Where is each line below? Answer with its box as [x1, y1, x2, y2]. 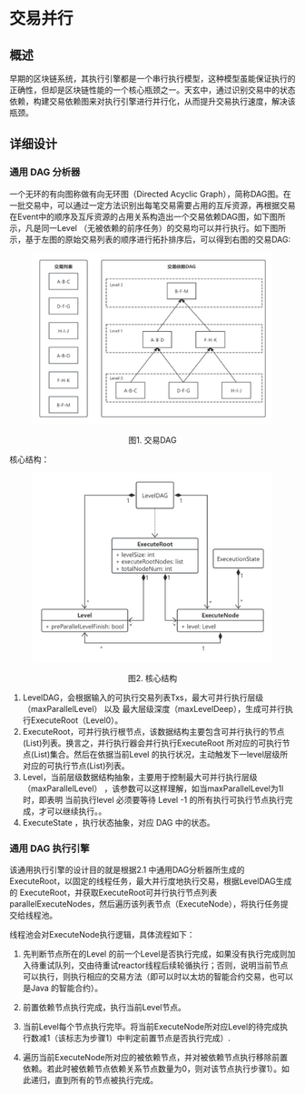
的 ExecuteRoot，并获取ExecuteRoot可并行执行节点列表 [9, 888, 218, 898]
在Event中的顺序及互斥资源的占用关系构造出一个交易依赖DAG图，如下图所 [9, 211, 286, 222]
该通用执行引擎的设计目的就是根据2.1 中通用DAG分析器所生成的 [9, 865, 245, 876]
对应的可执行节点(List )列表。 [22, 760, 130, 771]
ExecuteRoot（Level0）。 [30, 715, 123, 726]
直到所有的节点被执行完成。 [54, 1075, 159, 1086]
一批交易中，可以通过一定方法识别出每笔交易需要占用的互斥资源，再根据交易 [9, 199, 296, 210]
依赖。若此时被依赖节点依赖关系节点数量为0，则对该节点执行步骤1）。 [22, 1063, 282, 1074]
